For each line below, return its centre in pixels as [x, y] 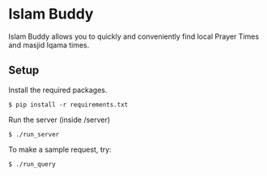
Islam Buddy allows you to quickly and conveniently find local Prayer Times [134, 36]
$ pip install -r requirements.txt [68, 105]
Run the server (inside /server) [59, 119]
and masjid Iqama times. [49, 44]
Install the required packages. [58, 90]
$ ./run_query [32, 164]
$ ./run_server [34, 134]
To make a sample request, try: [60, 149]
